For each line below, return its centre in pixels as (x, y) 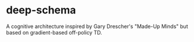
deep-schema (41, 10)
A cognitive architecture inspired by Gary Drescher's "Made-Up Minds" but (97, 26)
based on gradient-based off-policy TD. (54, 32)
